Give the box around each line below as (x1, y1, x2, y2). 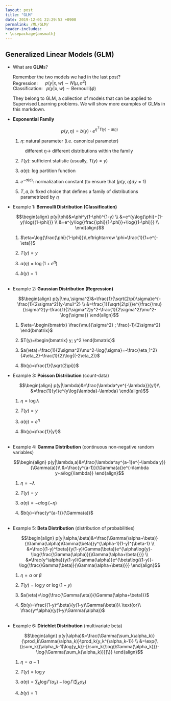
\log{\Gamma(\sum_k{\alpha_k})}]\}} (36, 649, 113, 655)
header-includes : (5, 27, 42, 32)
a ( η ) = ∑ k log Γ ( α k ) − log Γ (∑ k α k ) (20, 678, 87, 686)
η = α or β (20, 572, 42, 578)
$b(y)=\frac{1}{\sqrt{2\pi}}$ (20, 363, 79, 369)
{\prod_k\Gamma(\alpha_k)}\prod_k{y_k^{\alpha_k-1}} (21, 638, 134, 644)
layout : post (5, 7, 33, 13)
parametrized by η (20, 194, 59, 200)
